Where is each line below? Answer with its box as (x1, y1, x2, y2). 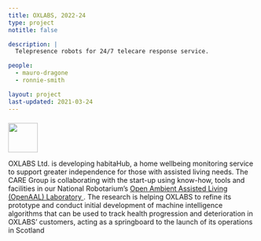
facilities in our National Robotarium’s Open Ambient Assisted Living (8, 184, 228, 193)
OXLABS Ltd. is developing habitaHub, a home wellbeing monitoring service (8, 159, 254, 169)
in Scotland (8, 225, 45, 236)
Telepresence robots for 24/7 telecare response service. (15, 48, 210, 56)
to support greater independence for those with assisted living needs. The (8, 167, 249, 177)
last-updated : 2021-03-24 (8, 97, 93, 106)
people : (8, 62, 34, 70)
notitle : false (8, 26, 58, 34)
